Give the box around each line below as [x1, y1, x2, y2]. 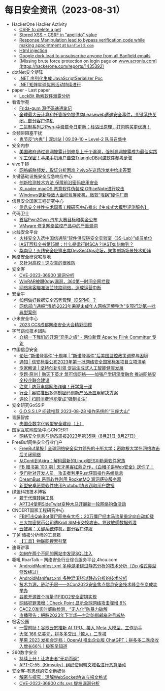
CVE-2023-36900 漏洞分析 [19, 272, 75, 278]
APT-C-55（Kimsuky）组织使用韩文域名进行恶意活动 [19, 661, 127, 668]
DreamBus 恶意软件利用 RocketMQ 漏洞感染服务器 [19, 476, 122, 482]
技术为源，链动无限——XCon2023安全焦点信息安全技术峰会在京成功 [19, 581, 158, 587]
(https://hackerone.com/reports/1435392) [19, 63, 104, 69]
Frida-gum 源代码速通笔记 [19, 105, 72, 111]
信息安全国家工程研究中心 [11, 198, 64, 204]
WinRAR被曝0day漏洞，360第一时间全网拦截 [19, 278, 110, 284]
